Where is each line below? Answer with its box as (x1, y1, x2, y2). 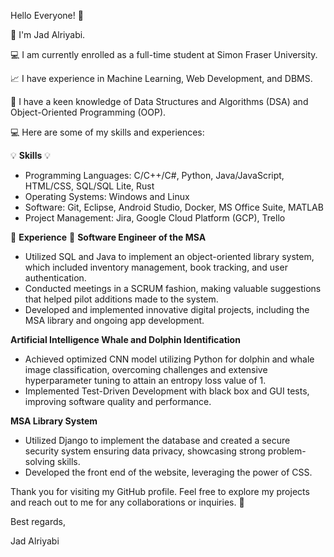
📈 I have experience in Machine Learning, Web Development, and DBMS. (10, 73, 313, 84)
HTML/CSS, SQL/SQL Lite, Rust (24, 180, 155, 192)
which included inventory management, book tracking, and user (24, 261, 288, 273)
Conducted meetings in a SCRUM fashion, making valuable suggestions (24, 283, 322, 294)
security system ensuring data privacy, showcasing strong (24, 445, 266, 457)
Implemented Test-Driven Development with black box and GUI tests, (24, 385, 310, 397)
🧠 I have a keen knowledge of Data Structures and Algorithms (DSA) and (10, 96, 309, 107)
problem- (267, 445, 307, 457)
